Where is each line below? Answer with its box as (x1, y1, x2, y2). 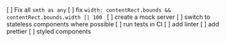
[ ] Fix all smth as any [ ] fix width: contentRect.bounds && (6, 6, 172, 14)
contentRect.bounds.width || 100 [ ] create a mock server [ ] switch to (6, 13, 211, 21)
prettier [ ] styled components (6, 27, 92, 35)
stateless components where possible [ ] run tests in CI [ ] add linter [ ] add (6, 20, 220, 28)
